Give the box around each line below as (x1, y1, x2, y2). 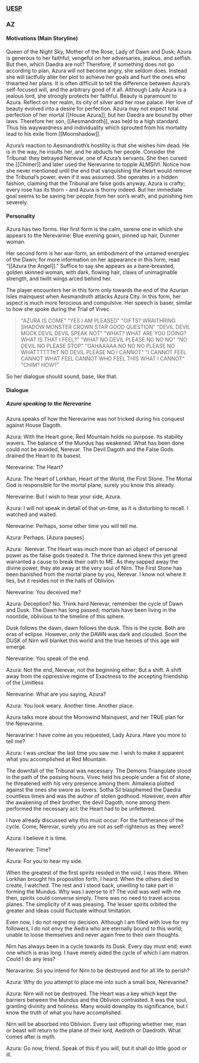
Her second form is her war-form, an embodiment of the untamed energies (6, 250, 190, 257)
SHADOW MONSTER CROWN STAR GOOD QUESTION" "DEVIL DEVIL (20, 323, 191, 331)
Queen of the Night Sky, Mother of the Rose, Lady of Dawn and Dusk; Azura (6, 48, 192, 55)
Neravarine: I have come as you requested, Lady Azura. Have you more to (6, 731, 187, 739)
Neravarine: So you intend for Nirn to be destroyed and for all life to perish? (6, 967, 190, 974)
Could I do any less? (6, 955, 56, 962)
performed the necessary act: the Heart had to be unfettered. (6, 805, 156, 812)
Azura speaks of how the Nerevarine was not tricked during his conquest (6, 415, 185, 422)
